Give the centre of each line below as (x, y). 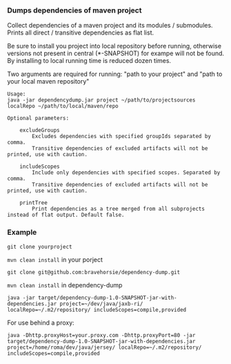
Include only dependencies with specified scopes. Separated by (126, 173)
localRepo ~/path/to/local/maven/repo (63, 106)
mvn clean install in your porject (55, 259)
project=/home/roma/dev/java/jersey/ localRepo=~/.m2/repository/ (104, 347)
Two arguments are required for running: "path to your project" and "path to (115, 74)
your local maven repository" (48, 82)
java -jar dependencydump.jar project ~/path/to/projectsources (101, 100)
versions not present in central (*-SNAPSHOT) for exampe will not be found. (116, 53)
